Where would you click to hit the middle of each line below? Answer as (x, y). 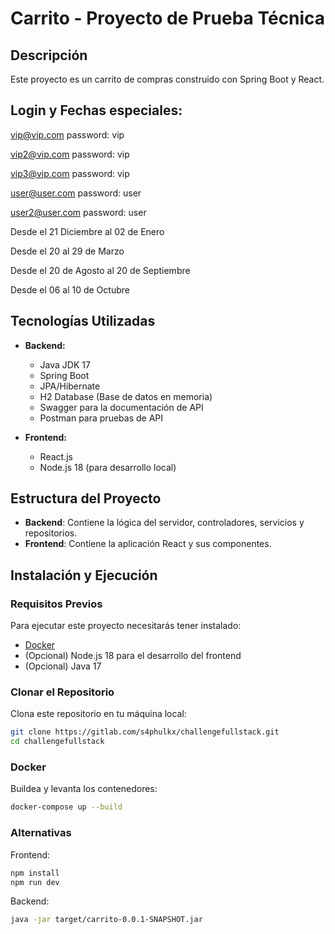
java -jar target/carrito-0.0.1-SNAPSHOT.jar (106, 920)
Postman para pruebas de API (101, 418)
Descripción (49, 55)
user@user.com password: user (76, 193)
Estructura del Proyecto (86, 498)
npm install (35, 873)
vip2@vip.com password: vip (70, 154)
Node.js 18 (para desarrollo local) (108, 467)
